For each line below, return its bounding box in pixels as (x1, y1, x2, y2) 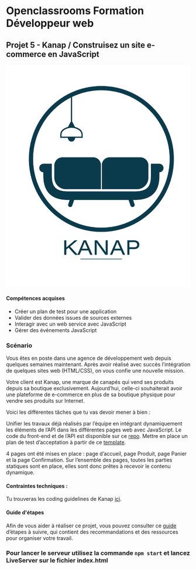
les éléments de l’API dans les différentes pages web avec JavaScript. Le (6, 426, 182, 433)
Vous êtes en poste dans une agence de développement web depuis (6, 354, 171, 362)
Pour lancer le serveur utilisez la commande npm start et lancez (6, 549, 190, 557)
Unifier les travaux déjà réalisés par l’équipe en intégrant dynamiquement (6, 420, 183, 427)
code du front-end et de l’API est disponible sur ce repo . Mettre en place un (6, 433, 188, 440)
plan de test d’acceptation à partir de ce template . (6, 439, 126, 446)
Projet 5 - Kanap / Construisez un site (6, 40, 145, 50)
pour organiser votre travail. (6, 534, 73, 541)
